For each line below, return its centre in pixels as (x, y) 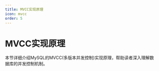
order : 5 (14, 18)
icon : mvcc (16, 14)
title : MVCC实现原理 (24, 9)
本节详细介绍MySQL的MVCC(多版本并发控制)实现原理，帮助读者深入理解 (77, 58)
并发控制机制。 (32, 64)
